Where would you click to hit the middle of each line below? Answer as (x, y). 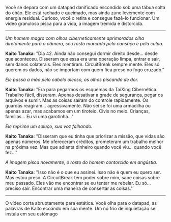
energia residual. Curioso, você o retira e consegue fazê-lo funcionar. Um (82, 18)
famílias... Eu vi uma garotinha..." (39, 116)
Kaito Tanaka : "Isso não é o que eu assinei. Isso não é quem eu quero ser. (83, 172)
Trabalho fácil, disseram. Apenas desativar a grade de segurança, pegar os (84, 95)
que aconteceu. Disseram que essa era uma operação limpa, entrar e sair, (83, 59)
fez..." (11, 152)
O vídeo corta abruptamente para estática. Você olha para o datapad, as (81, 203)
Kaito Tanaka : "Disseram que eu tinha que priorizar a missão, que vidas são (85, 136)
